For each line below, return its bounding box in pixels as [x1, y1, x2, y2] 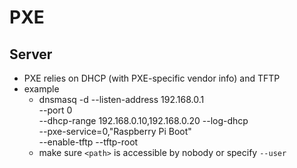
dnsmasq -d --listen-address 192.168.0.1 [38, 94, 205, 105]
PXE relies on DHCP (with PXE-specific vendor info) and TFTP [23, 72, 281, 84]
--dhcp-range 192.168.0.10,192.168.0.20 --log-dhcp [38, 115, 249, 126]
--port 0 [38, 104, 73, 116]
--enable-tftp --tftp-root [38, 136, 139, 148]
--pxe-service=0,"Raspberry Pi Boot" [38, 126, 192, 137]
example [23, 83, 60, 95]
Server [9, 46, 53, 63]
